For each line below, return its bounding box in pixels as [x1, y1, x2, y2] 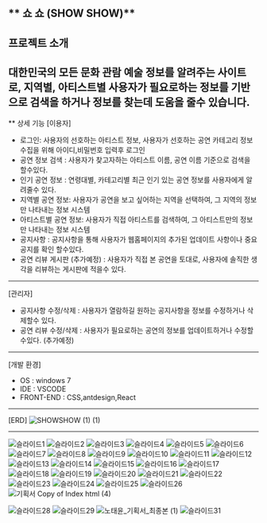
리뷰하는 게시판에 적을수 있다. [34, 264, 126, 273]
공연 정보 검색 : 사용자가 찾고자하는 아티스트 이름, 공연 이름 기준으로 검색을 [19, 155, 251, 165]
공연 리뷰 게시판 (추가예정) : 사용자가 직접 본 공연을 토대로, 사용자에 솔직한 [19, 254, 250, 264]
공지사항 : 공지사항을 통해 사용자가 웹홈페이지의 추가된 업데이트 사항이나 [19, 234, 243, 244]
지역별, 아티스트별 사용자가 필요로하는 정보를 [23, 81, 229, 95]
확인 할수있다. [41, 244, 84, 254]
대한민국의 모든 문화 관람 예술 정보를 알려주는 [8, 66, 216, 79]
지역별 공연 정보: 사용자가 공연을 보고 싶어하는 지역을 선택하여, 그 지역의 [19, 195, 242, 204]
